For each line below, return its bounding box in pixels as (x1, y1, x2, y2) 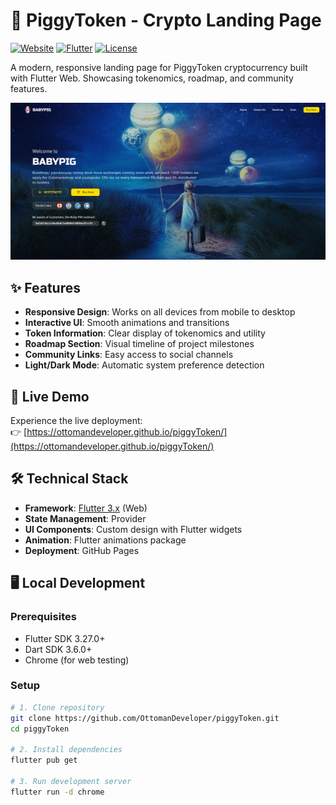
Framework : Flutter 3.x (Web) (24, 502, 148, 514)
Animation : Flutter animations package (24, 534, 187, 546)
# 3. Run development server (10, 776, 132, 786)
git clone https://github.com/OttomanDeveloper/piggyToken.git (10, 713, 280, 723)
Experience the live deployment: (10, 415, 143, 427)
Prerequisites (10, 610, 77, 624)
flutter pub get (10, 755, 78, 766)
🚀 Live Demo (10, 388, 90, 405)
